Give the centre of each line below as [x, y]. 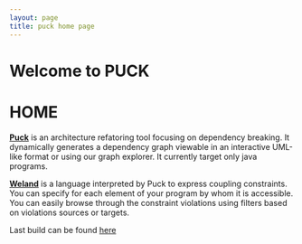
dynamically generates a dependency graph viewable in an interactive [140, 146]
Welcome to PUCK [80, 71]
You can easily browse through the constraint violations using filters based [148, 202]
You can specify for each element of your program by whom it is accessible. [151, 193]
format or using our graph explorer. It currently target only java [141, 156]
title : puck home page [52, 26]
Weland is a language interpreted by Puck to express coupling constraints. [148, 183]
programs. [28, 166]
